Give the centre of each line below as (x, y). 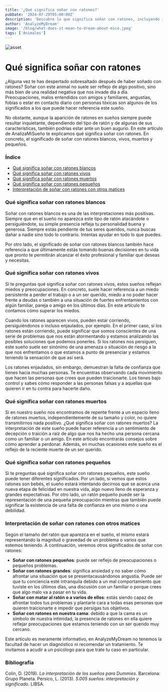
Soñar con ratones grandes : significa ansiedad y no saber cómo (79, 570)
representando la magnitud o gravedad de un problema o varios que (75, 540)
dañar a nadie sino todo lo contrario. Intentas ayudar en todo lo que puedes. (83, 234)
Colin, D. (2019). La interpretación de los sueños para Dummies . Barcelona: (83, 673)
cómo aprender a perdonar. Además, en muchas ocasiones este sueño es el (84, 444)
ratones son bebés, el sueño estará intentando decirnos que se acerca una (82, 484)
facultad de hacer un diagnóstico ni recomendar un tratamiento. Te (74, 644)
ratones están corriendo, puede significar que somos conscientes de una (81, 331)
